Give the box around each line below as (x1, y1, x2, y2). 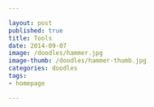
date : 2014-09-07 (8, 41, 67, 49)
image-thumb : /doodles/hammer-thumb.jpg (8, 57, 148, 65)
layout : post (8, 19, 53, 27)
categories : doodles (8, 64, 79, 73)
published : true (8, 26, 63, 35)
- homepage (8, 79, 45, 88)
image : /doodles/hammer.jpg (8, 49, 104, 58)
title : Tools (8, 34, 53, 42)
